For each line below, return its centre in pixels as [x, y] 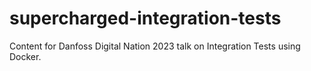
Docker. [25, 56]
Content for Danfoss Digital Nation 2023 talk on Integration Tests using [155, 46]
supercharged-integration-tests [145, 18]
